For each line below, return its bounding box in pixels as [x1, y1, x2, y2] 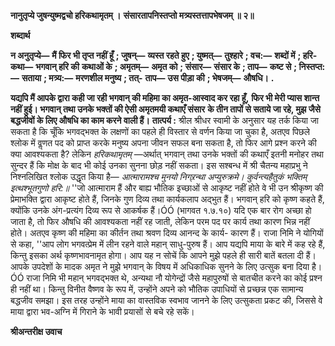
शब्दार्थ [10, 30, 31, 41]
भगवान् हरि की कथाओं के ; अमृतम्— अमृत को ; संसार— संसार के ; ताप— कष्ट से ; [35, 61, 298, 72]
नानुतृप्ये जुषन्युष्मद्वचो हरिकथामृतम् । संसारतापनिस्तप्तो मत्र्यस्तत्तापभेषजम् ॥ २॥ [10, 10, 255, 21]
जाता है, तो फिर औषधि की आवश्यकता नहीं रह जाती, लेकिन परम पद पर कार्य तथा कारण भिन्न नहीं [10, 216, 310, 227]
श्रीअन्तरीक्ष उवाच [10, 326, 63, 337]
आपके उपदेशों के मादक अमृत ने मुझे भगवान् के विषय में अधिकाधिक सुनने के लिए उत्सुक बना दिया [10, 261, 310, 272]
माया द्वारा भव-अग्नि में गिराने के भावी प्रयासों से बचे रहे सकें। [10, 306, 195, 317]
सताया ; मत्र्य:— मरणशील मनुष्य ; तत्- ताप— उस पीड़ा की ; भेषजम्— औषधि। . [21, 72, 275, 84]
